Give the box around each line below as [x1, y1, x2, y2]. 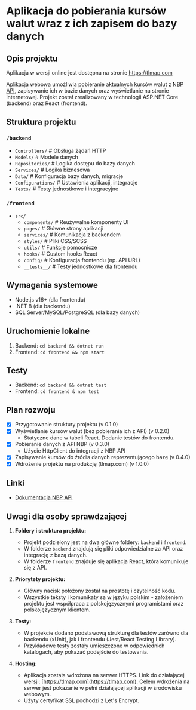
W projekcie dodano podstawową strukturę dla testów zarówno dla [23, 629, 189, 637]
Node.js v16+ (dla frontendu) [14, 296, 86, 303]
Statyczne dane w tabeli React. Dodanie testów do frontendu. [23, 434, 175, 441]
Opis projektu [6, 53, 58, 63]
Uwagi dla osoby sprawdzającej [6, 511, 127, 521]
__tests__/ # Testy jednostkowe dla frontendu [23, 263, 139, 270]
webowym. [23, 691, 51, 698]
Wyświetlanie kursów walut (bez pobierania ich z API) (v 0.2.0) [14, 428, 170, 435]
